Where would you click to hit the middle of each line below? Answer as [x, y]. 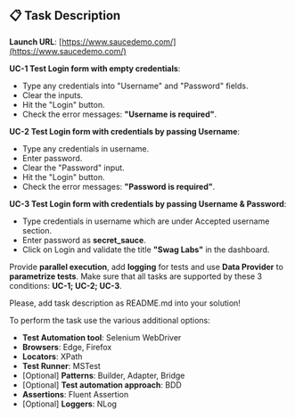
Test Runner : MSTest [61, 365]
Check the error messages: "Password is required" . [119, 186]
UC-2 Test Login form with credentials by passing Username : [125, 131]
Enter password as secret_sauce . [84, 240]
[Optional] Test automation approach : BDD [102, 385]
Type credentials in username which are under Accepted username [146, 221]
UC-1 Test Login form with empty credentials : [95, 68]
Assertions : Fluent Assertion [75, 394]
